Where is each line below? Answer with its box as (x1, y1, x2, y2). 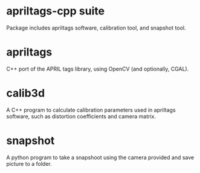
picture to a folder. (6, 160, 53, 167)
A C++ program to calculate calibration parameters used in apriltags (6, 106, 176, 113)
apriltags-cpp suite (6, 4, 105, 18)
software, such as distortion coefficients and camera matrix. (6, 113, 156, 120)
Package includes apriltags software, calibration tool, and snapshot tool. (6, 24, 186, 31)
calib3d (6, 86, 45, 100)
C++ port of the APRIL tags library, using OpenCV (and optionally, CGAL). (6, 65, 189, 72)
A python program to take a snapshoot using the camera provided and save (6, 154, 195, 161)
